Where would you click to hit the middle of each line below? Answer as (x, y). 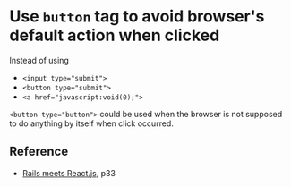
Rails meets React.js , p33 (69, 173)
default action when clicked (115, 35)
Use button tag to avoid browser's (137, 17)
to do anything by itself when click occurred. (92, 123)
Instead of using (39, 60)
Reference (39, 152)
